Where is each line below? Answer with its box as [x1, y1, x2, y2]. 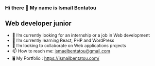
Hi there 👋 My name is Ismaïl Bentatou [5, 4, 97, 11]
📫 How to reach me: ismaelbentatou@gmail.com [12, 48, 111, 54]
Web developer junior [5, 19, 72, 28]
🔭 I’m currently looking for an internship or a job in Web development [12, 32, 150, 38]
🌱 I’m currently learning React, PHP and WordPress [12, 37, 115, 43]
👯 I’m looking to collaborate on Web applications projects [12, 42, 126, 48]
